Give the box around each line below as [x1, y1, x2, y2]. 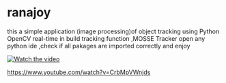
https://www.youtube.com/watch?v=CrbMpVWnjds [7, 68, 151, 76]
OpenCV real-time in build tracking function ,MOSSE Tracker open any [7, 34, 206, 42]
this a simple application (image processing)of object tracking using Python [7, 27, 220, 35]
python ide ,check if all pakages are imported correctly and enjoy [7, 41, 190, 50]
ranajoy [7, 5, 51, 20]
